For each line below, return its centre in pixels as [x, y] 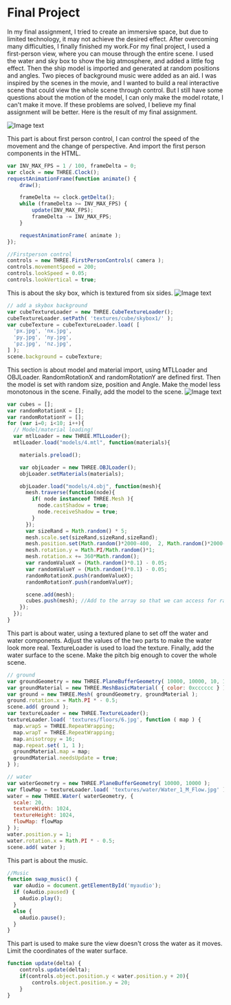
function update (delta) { [44, 964]
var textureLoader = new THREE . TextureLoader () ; [78, 714]
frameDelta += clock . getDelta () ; [67, 197]
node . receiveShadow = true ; [78, 512]
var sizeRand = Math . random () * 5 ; [76, 531]
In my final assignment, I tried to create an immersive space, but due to [108, 32]
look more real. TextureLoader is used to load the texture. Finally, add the [111, 648]
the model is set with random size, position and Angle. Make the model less [114, 384]
